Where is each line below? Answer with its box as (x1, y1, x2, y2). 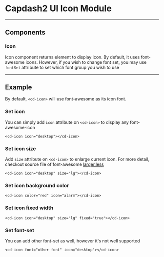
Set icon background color (5, 182, 69, 189)
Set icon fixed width (5, 204, 54, 211)
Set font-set (5, 227, 34, 234)
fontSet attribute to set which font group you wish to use (5, 64, 120, 70)
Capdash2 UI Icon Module (5, 3, 112, 14)
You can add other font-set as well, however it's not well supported (5, 237, 140, 244)
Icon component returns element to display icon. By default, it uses (5, 54, 140, 60)
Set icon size (5, 145, 36, 152)
